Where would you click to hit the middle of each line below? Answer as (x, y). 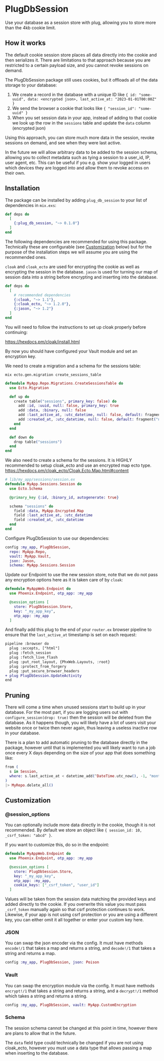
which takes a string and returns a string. (46, 996)
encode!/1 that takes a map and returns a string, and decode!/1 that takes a (80, 948)
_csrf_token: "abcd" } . (29, 835)
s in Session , (24, 771)
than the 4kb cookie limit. (31, 27)
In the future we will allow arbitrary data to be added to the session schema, (81, 152)
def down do (22, 437)
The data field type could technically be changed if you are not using (74, 1042)
